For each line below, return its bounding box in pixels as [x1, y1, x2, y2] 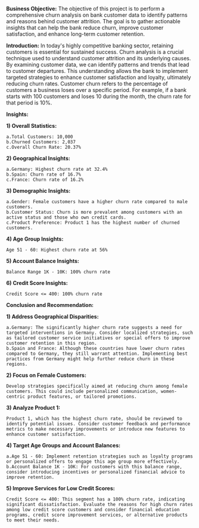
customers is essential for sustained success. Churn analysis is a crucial [6, 48, 184, 56]
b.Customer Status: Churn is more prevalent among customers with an [6, 209, 183, 215]
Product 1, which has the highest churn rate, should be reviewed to [6, 416, 183, 422]
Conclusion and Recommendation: [6, 302, 94, 308]
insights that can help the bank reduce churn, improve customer [6, 24, 164, 31]
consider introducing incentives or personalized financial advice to [6, 469, 185, 475]
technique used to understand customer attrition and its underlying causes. [6, 55, 191, 62]
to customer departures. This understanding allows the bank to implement [6, 67, 188, 74]
